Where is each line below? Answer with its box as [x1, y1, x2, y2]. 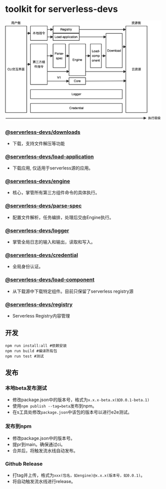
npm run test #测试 [5, 354, 44, 359]
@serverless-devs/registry [5, 301, 73, 308]
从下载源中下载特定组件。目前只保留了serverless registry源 [12, 288, 134, 294]
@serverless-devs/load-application [5, 153, 94, 160]
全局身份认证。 [12, 263, 43, 269]
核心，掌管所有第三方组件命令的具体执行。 [12, 190, 100, 196]
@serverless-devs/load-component [5, 276, 94, 283]
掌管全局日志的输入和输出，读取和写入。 [12, 239, 95, 245]
